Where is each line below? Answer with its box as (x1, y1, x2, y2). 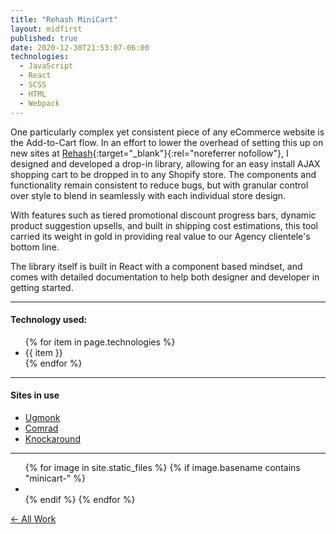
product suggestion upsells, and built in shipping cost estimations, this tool (10, 219, 319, 231)
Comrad (24, 422, 59, 434)
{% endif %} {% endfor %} (24, 493, 136, 505)
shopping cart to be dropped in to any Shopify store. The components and (10, 168, 317, 180)
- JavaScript (19, 61, 74, 71)
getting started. (10, 281, 74, 293)
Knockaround (24, 432, 81, 445)
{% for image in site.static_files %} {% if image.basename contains (24, 461, 301, 473)
